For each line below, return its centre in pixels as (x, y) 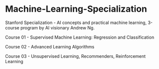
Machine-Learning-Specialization (76, 9)
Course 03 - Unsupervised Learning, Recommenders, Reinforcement (76, 56)
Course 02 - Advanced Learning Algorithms (50, 46)
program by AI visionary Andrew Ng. (58, 27)
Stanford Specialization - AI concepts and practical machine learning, (76, 23)
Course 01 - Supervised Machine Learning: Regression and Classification (80, 37)
